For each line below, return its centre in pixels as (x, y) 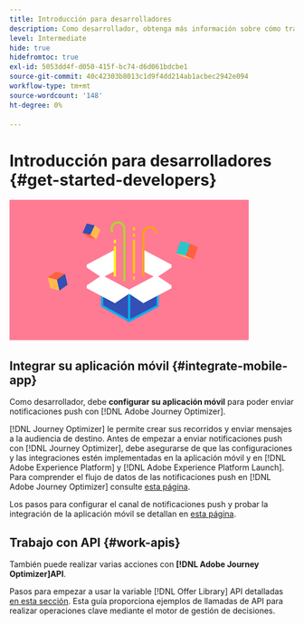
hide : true (30, 48)
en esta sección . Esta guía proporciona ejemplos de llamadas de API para (146, 601)
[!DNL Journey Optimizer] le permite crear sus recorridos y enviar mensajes (151, 429)
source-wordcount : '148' (56, 95)
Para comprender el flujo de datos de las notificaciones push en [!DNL (140, 477)
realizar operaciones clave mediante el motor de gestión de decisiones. (142, 611)
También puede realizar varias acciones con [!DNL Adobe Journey (134, 564)
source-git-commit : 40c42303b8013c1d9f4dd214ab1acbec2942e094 (129, 77)
